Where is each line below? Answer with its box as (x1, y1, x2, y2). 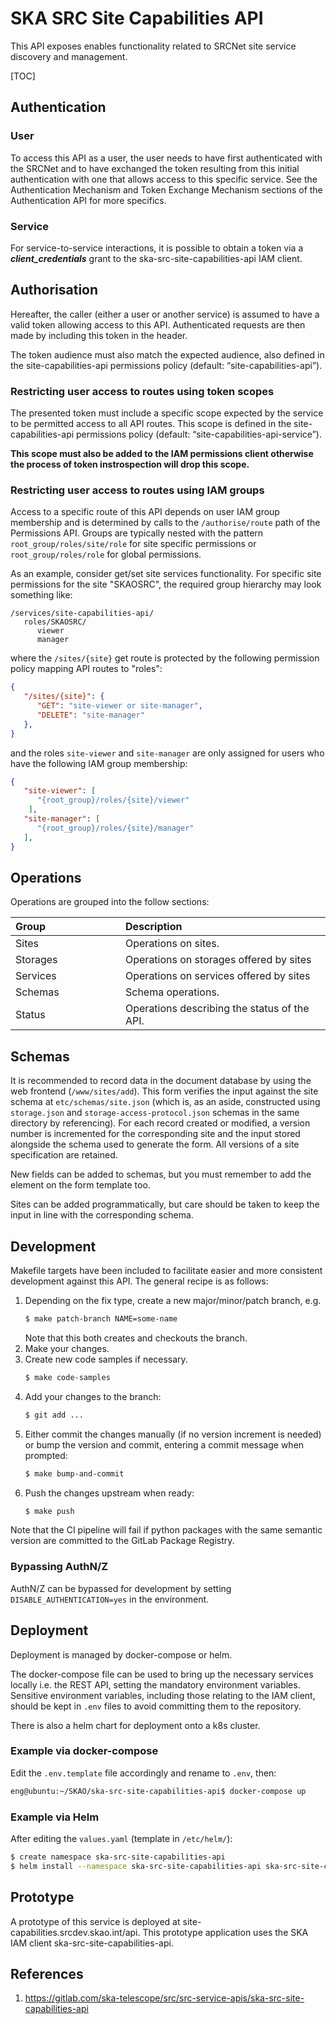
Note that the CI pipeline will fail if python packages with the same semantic (10, 1524, 323, 1536)
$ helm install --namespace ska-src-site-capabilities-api (10, 1861, 262, 1871)
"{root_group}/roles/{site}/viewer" (36, 795, 190, 806)
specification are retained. (10, 1149, 118, 1161)
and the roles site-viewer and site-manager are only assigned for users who (10, 747, 325, 759)
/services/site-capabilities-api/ (10, 608, 155, 619)
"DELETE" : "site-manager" (36, 710, 145, 720)
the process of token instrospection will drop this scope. (10, 458, 250, 471)
